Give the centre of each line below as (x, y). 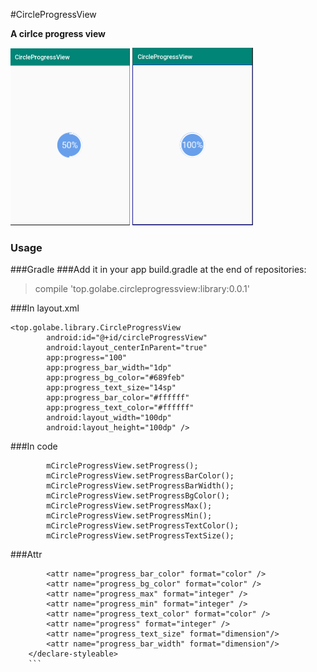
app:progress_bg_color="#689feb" (116, 378)
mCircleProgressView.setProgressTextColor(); (143, 526)
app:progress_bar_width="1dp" (109, 368)
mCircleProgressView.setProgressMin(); (129, 516)
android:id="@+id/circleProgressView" (127, 338)
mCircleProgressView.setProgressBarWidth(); (140, 486)
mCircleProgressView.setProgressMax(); (129, 506)
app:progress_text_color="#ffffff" (120, 408)
